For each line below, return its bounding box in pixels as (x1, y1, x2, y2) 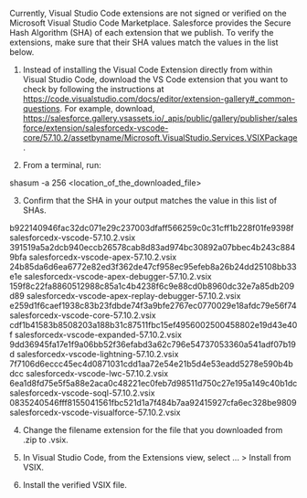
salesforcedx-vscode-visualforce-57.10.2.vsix (9, 407, 181, 418)
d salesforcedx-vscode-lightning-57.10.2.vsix (9, 349, 179, 359)
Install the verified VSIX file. (22, 480, 128, 490)
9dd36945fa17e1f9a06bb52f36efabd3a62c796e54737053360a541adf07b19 (9, 339, 297, 350)
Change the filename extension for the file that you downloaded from (22, 425, 283, 435)
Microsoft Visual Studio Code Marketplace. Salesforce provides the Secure (9, 17, 291, 28)
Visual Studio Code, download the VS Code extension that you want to (22, 74, 289, 85)
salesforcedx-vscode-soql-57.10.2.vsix (9, 387, 155, 398)
